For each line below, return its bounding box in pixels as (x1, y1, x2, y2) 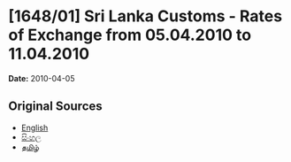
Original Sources (8, 99, 103, 114)
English (20, 122, 49, 133)
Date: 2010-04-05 (8, 73, 75, 83)
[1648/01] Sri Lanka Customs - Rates (8, 6, 283, 27)
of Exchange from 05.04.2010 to (8, 25, 252, 45)
